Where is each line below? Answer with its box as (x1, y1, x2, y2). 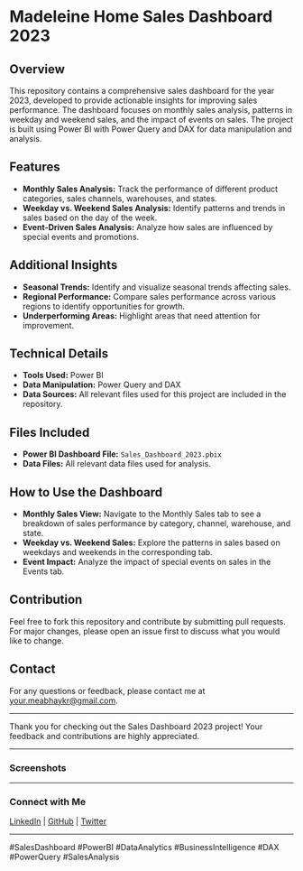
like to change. (9, 635, 65, 646)
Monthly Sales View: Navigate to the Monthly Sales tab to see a (22, 508, 262, 520)
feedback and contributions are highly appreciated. (9, 730, 200, 741)
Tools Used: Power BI (22, 370, 104, 381)
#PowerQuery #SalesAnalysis (9, 851, 120, 863)
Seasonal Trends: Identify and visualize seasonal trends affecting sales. (22, 282, 291, 292)
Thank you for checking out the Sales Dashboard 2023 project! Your (9, 720, 263, 732)
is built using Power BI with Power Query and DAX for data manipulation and (9, 124, 292, 134)
